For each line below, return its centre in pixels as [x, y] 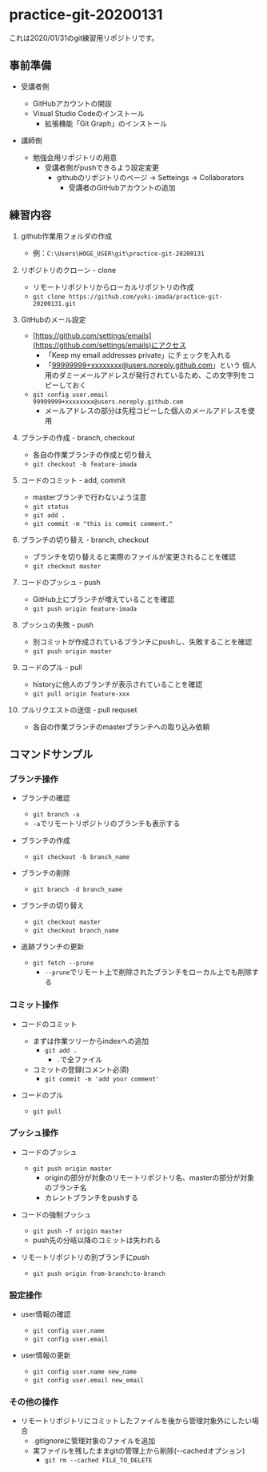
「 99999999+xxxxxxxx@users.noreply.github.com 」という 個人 [150, 365]
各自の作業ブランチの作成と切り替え [92, 455]
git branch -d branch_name [78, 890]
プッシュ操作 [34, 1133]
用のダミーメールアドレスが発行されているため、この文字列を [146, 375]
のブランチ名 [66, 1187]
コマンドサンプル [51, 754]
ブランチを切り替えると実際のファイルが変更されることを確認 [134, 556]
